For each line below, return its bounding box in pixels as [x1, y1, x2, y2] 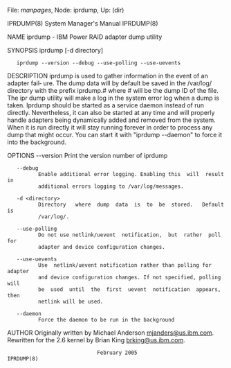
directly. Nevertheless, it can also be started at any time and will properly [7, 109, 215, 116]
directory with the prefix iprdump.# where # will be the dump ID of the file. [7, 87, 219, 94]
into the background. [7, 138, 67, 146]
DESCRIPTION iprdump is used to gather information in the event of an [7, 72, 209, 80]
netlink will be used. [37, 298, 104, 305]
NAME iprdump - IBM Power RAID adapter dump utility [7, 33, 163, 41]
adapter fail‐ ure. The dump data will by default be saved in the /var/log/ [7, 79, 212, 87]
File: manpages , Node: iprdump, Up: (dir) [7, 6, 124, 14]
